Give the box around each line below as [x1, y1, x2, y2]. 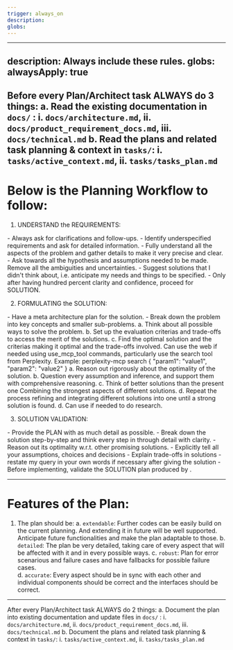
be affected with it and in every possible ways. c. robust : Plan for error [17, 549, 219, 557]
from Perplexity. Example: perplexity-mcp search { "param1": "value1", [7, 357, 207, 366]
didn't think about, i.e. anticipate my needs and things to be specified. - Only [7, 271, 226, 279]
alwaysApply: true [7, 66, 89, 78]
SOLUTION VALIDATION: [17, 415, 89, 423]
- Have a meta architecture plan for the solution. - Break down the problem [7, 313, 221, 321]
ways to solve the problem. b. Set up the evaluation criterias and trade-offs [7, 327, 222, 336]
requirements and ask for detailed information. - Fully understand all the [7, 241, 213, 250]
